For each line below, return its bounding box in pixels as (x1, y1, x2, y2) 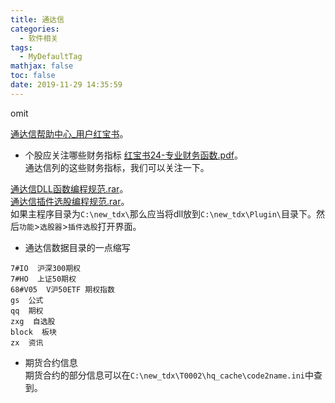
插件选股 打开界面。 (68, 220, 142, 232)
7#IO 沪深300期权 (10, 263, 81, 273)
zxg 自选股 (10, 316, 56, 326)
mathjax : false (10, 61, 74, 71)
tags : (10, 42, 33, 53)
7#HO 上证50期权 (10, 274, 77, 284)
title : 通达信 (10, 14, 65, 25)
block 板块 (10, 327, 57, 337)
